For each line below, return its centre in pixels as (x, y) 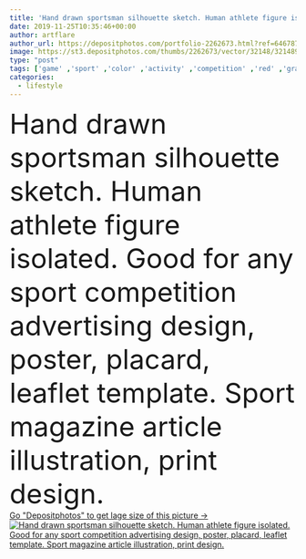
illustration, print (113, 460)
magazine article (116, 426)
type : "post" (34, 60)
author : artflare (42, 35)
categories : (32, 78)
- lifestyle (41, 86)
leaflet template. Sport (152, 393)
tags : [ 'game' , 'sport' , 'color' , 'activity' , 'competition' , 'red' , (146, 69)
